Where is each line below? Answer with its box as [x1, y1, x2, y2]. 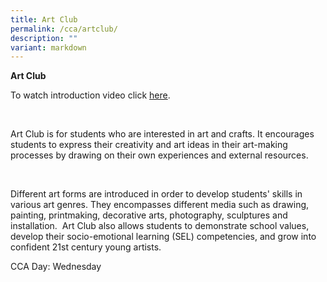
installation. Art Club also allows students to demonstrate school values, [10, 220, 310, 232]
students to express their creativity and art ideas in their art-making [10, 139, 288, 151]
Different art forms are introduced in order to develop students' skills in [10, 188, 303, 200]
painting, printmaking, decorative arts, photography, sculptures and [10, 209, 288, 221]
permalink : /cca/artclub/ [10, 24, 118, 34]
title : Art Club [10, 14, 78, 25]
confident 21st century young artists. [10, 241, 162, 253]
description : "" [10, 33, 78, 43]
